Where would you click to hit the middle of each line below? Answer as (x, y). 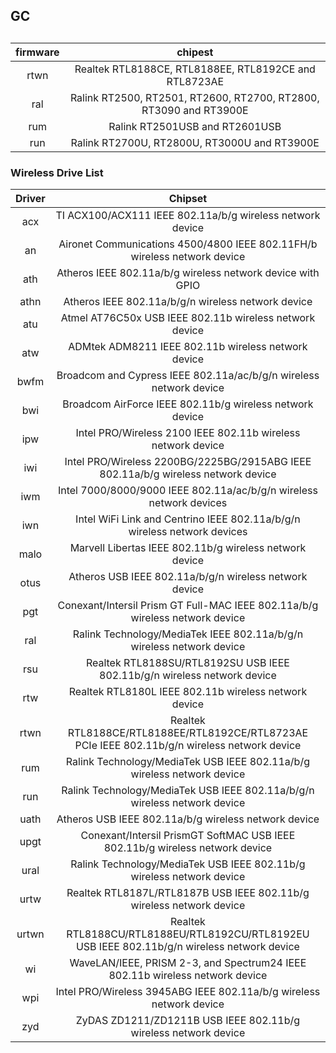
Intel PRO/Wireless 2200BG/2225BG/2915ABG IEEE (188, 462)
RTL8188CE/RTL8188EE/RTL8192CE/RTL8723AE (188, 733)
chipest (195, 52)
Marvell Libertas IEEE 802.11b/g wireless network (188, 548)
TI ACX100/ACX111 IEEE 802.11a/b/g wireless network (188, 216)
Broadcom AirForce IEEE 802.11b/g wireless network (188, 404)
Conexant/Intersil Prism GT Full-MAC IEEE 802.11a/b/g (188, 606)
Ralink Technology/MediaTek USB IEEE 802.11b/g (188, 864)
